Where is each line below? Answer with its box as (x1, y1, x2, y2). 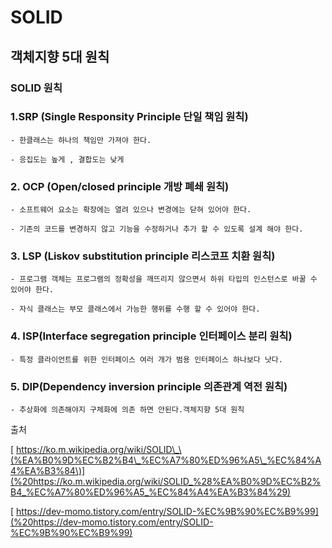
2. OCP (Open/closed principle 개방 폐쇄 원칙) (10, 179, 230, 193)
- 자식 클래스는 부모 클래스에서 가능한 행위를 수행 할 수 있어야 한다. (10, 304, 261, 315)
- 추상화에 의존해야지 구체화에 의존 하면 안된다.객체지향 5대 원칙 (10, 404, 245, 415)
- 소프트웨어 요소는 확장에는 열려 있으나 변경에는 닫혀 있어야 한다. (10, 205, 252, 215)
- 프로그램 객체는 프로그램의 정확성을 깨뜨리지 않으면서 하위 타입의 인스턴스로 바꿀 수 (10, 274, 318, 285)
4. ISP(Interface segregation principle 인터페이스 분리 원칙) (10, 329, 293, 343)
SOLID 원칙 (10, 81, 63, 95)
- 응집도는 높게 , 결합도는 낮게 (10, 154, 125, 165)
